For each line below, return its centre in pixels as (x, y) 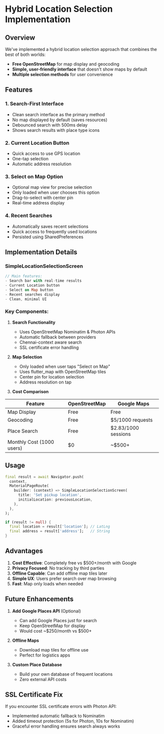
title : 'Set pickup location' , (50, 495)
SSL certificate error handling (49, 347)
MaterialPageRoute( (29, 486)
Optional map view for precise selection (52, 187)
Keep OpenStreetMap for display (52, 626)
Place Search (23, 431)
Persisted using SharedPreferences (48, 237)
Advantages (24, 551)
